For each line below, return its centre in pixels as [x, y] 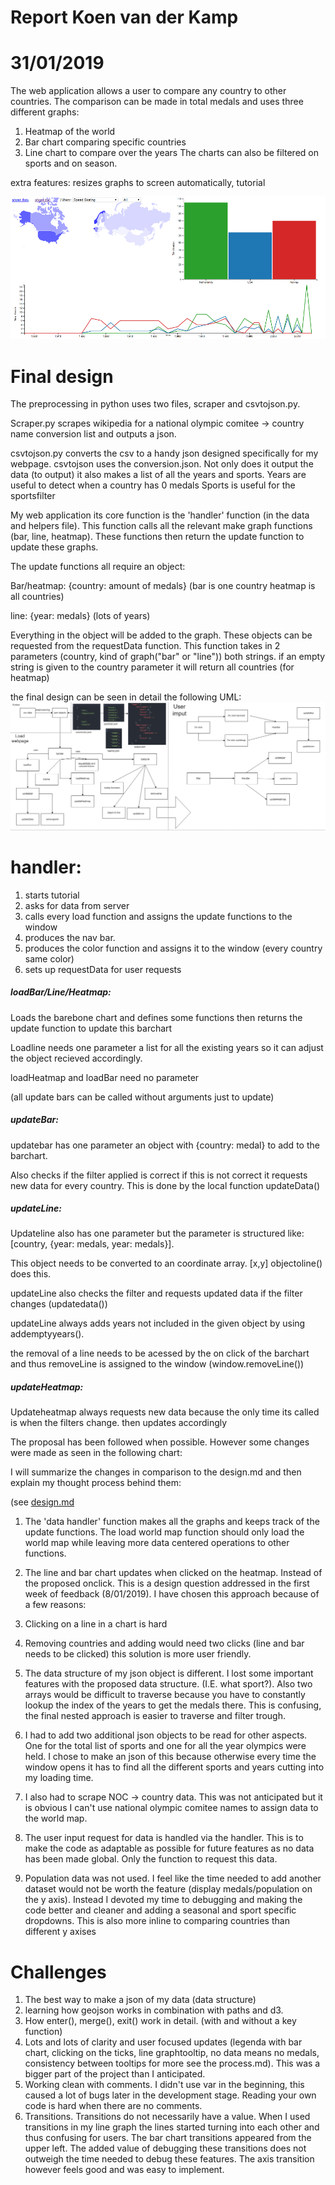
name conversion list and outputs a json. [93, 434]
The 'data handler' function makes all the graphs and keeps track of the [172, 1522]
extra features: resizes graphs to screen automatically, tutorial [138, 183]
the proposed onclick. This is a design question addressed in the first [167, 1583]
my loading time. [59, 1778]
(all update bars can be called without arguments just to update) [142, 1097]
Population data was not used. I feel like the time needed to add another [173, 1878]
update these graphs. [54, 547]
